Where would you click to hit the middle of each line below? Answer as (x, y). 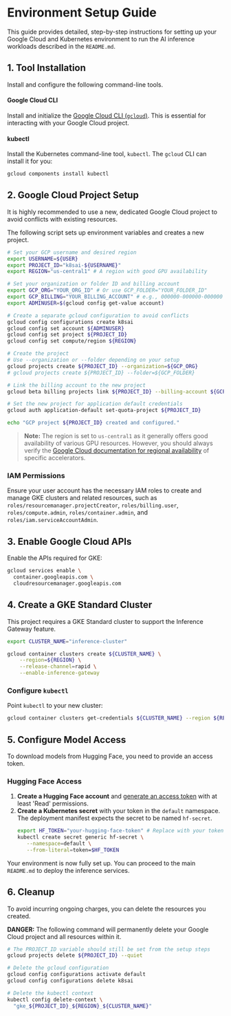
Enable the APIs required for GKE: (55, 558)
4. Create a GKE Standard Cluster (80, 605)
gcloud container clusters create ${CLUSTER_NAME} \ (84, 654)
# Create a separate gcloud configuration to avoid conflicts (98, 315)
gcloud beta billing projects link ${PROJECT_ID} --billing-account (107, 391)
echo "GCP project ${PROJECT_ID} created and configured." (93, 423)
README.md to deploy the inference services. (68, 870)
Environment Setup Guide (82, 13)
